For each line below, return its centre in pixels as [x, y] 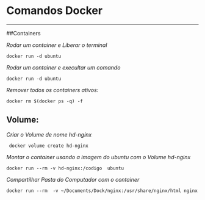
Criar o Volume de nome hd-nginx [49, 134]
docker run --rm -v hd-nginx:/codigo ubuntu [65, 168]
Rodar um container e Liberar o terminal [57, 45]
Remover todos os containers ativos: [52, 90]
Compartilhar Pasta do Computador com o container [73, 179]
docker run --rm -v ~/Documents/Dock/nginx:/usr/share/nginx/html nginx [102, 191]
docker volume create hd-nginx [49, 146]
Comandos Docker [54, 11]
